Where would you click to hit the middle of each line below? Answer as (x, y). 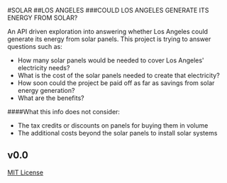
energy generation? (46, 90)
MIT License (26, 172)
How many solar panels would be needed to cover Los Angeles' (111, 60)
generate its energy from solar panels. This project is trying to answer (109, 39)
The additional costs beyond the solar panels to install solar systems (117, 133)
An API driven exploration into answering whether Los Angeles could (107, 32)
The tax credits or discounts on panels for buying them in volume (113, 126)
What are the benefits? (51, 98)
